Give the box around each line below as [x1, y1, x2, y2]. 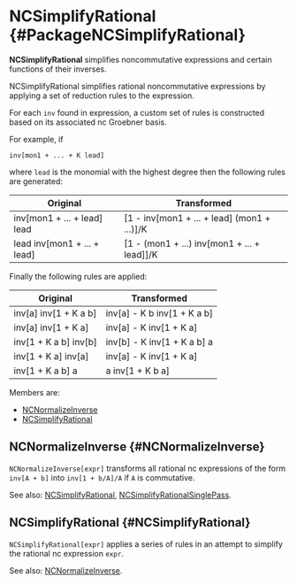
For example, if [9, 134, 64, 144]
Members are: [9, 387, 60, 397]
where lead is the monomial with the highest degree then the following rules [9, 166, 286, 177]
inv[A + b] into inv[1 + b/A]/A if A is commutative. [9, 472, 195, 483]
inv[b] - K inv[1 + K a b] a [105, 335, 214, 348]
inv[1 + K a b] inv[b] [13, 335, 97, 348]
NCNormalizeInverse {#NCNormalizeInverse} [9, 440, 265, 455]
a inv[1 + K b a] [105, 365, 171, 377]
